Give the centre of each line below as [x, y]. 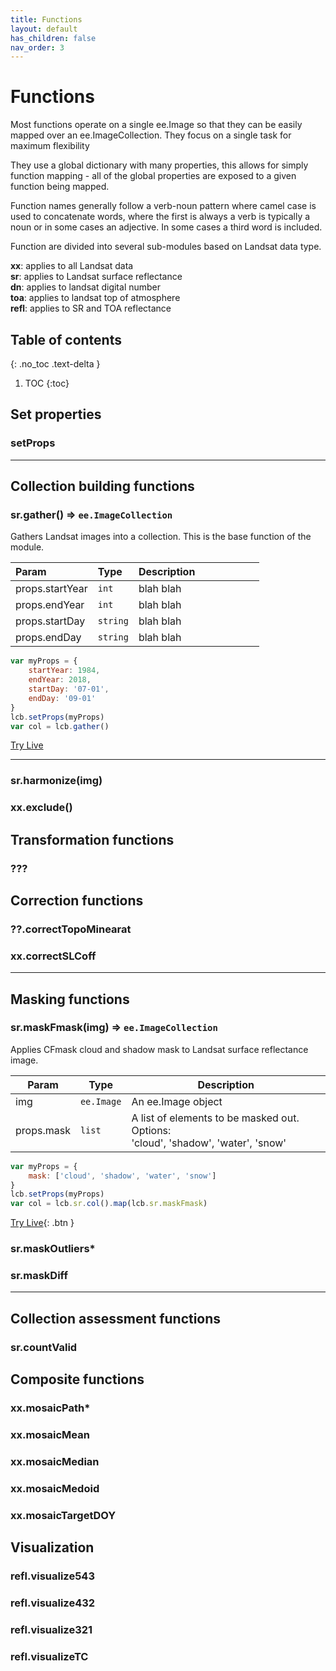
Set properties [56, 414]
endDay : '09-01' [62, 698]
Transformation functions [92, 839]
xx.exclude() [41, 808]
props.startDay [50, 621]
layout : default [44, 29]
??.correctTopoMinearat [71, 929]
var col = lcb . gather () [60, 726]
